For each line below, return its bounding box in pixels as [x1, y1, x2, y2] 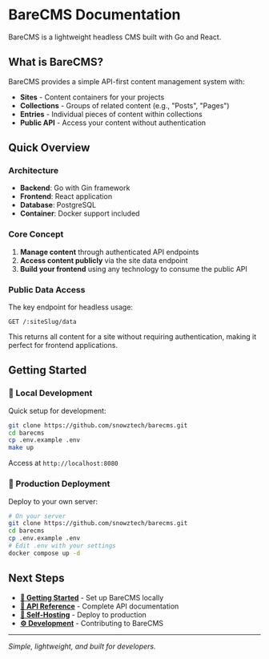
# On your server [8, 511, 66, 520]
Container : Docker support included [19, 208, 140, 218]
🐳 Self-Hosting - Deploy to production [19, 609, 147, 619]
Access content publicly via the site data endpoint [19, 255, 188, 265]
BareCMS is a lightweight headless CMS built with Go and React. [8, 32, 222, 42]
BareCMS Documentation [8, 6, 181, 24]
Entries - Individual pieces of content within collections [19, 109, 203, 119]
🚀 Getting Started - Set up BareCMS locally [19, 592, 164, 602]
